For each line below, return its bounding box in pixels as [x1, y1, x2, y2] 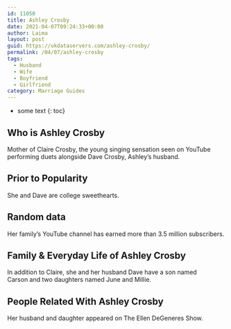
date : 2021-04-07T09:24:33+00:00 [7, 23, 104, 30]
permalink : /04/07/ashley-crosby [7, 49, 104, 56]
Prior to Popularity [7, 173, 88, 185]
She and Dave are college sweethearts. [7, 191, 119, 199]
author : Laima [7, 29, 49, 37]
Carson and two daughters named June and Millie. [7, 276, 151, 284]
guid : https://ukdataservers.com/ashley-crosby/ [7, 42, 151, 49]
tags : [7, 56, 23, 62]
